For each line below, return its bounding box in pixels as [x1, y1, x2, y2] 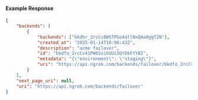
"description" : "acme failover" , [37, 45, 119, 51]
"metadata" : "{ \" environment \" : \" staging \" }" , [37, 56, 157, 62]
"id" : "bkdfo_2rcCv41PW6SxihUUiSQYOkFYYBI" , [37, 51, 149, 56]
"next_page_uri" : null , [16, 78, 75, 84]
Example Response [5, 5, 54, 12]
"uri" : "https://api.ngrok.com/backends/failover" [16, 83, 144, 89]
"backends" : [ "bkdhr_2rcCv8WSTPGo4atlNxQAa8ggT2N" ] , [37, 34, 170, 40]
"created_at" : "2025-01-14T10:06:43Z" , [37, 39, 135, 45]
